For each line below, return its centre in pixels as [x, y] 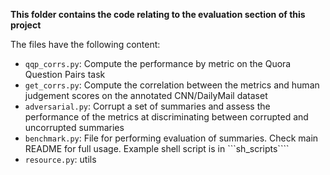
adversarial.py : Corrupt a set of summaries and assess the [147, 106]
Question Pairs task [65, 74]
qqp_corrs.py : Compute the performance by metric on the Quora [158, 63]
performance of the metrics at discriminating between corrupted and [166, 117]
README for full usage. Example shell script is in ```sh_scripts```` [157, 148]
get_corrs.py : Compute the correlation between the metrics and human [172, 85]
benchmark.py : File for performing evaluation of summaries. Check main [171, 138]
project [26, 25]
